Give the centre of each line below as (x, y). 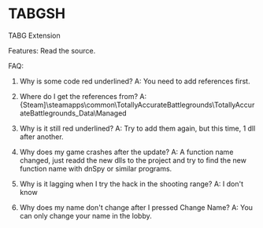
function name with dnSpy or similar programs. (96, 168)
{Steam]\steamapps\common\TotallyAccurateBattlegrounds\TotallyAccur (137, 105)
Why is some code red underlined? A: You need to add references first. (135, 81)
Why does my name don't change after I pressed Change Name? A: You (136, 207)
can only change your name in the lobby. (85, 215)
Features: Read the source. (52, 50)
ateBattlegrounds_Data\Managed (73, 113)
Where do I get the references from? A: (83, 96)
